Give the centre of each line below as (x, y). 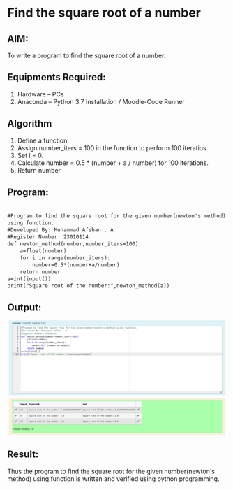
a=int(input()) (29, 279)
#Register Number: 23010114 (48, 237)
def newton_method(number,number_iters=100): (74, 244)
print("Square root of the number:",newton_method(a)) (89, 286)
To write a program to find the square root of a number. (87, 55)
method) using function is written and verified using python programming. (113, 478)
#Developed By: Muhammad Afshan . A (60, 230)
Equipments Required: (57, 77)
